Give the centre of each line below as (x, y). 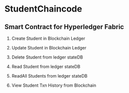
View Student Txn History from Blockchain (54, 85)
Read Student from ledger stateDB (46, 67)
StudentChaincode (43, 9)
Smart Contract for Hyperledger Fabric (64, 27)
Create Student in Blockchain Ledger (48, 38)
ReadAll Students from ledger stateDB (49, 76)
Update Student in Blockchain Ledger (49, 48)
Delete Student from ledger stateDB (47, 57)
